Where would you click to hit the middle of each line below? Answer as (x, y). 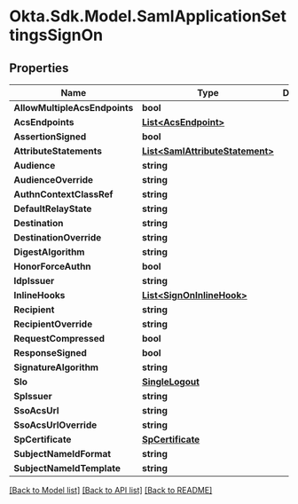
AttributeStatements (58, 151)
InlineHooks (39, 295)
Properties (39, 68)
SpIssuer (33, 396)
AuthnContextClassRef (63, 194)
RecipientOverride (53, 324)
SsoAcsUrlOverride (55, 425)
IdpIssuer (34, 281)
